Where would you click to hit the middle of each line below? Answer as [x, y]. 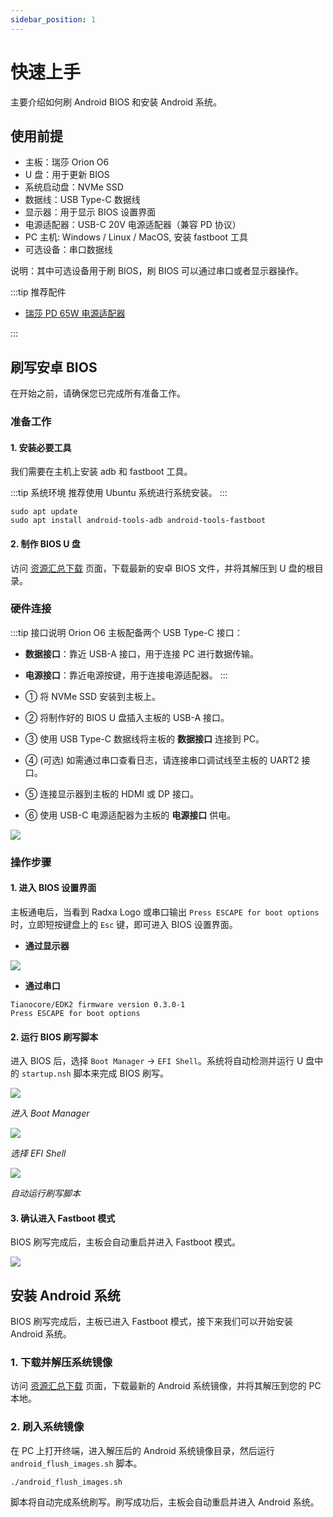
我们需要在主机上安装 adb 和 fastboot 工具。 [101, 472]
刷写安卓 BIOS [54, 367]
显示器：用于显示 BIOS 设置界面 [90, 212]
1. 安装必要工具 [41, 447]
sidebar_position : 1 [53, 19]
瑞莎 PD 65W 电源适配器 [75, 313]
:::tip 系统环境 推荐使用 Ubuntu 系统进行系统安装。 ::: [119, 493]
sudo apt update [44, 512]
